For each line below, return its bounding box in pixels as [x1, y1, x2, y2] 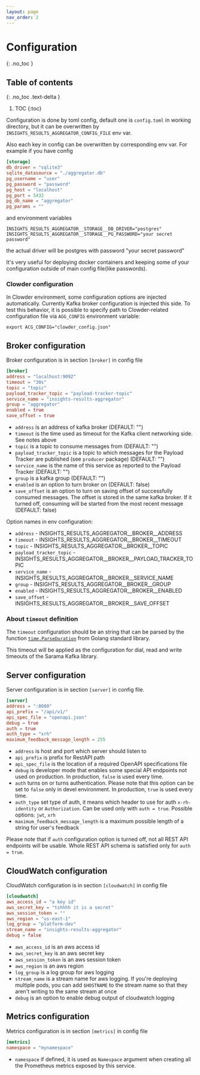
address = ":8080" [6, 703, 52, 710]
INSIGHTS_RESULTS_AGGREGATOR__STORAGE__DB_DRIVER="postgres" [6, 226, 162, 232]
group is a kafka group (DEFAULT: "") [14, 475, 106, 482]
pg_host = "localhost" [6, 187, 63, 193]
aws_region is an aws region [14, 962, 84, 969]
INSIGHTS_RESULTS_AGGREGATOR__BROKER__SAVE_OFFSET [14, 600, 169, 607]
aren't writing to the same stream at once [14, 988, 117, 995]
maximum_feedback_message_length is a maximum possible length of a [14, 818, 184, 825]
